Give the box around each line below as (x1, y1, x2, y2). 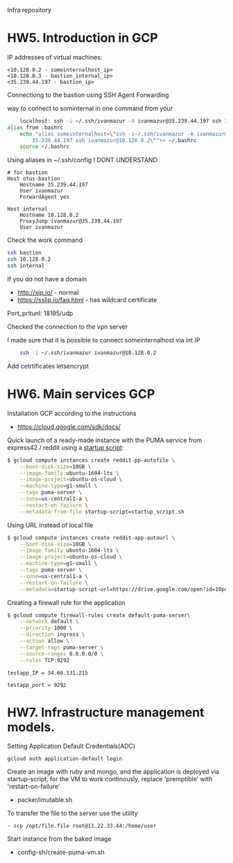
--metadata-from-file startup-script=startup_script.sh (19, 508, 185, 515)
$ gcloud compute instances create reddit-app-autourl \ (7, 534, 175, 541)
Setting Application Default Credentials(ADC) (7, 742, 136, 751)
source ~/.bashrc (19, 143, 70, 150)
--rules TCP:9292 (19, 656, 70, 664)
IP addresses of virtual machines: (7, 53, 103, 61)
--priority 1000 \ (19, 625, 73, 631)
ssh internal (7, 263, 45, 270)
